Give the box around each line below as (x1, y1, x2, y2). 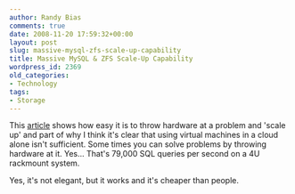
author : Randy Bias (9, 12, 82, 22)
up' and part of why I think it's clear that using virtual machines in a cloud (9, 130, 279, 141)
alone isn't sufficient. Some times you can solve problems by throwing (9, 139, 267, 150)
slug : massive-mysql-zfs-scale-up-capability (9, 46, 181, 55)
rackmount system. (9, 158, 80, 169)
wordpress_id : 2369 (9, 63, 82, 72)
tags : (9, 87, 29, 96)
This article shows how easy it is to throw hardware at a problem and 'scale (9, 120, 286, 131)
